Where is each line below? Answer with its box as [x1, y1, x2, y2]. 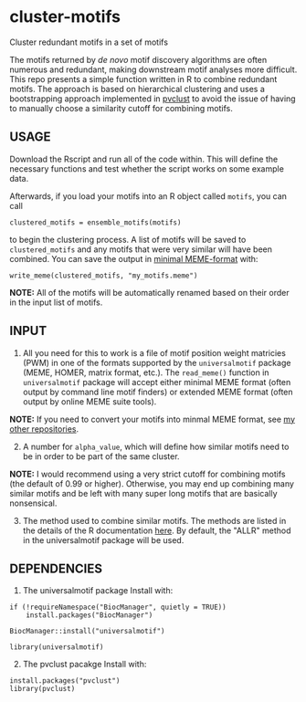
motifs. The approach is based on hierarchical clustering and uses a [9, 83, 265, 94]
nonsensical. [9, 498, 58, 508]
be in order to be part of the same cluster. [22, 450, 180, 462]
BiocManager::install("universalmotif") [9, 627, 166, 636]
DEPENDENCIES [9, 561, 103, 576]
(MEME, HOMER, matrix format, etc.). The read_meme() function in [22, 367, 269, 378]
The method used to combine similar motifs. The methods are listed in [22, 515, 287, 526]
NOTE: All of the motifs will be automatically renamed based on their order [9, 287, 290, 298]
